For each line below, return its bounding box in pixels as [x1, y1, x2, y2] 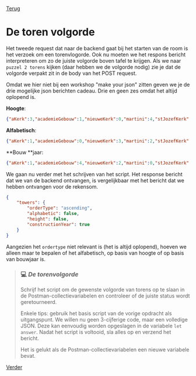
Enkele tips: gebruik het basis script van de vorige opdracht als [20, 310, 172, 317]
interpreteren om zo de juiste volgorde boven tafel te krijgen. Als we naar [6, 57, 181, 64]
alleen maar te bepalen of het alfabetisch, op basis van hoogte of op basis [6, 249, 184, 257]
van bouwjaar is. [6, 255, 45, 262]
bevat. [20, 352, 36, 359]
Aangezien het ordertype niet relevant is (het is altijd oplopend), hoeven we [6, 243, 187, 250]
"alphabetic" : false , [27, 211, 80, 217]
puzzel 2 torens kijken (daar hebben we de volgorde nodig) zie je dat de [6, 63, 181, 70]
